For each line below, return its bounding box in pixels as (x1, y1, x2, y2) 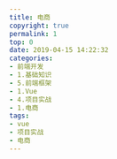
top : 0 (9, 37, 34, 47)
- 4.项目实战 (9, 95, 52, 104)
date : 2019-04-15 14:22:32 (9, 46, 109, 55)
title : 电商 (9, 12, 51, 22)
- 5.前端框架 (9, 79, 52, 87)
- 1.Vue (9, 87, 38, 95)
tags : (9, 111, 29, 120)
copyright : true (9, 21, 69, 30)
